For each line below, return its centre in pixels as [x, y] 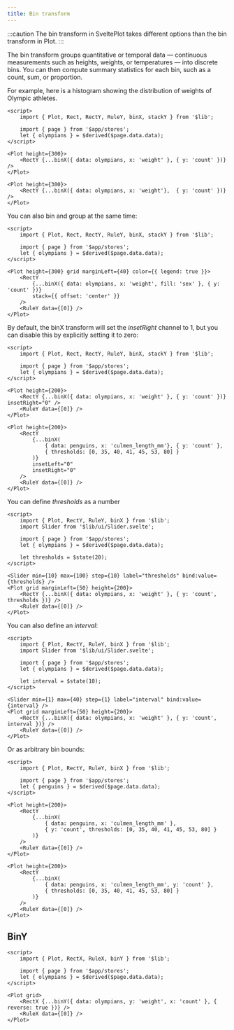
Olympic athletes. [32, 98]
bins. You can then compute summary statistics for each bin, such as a [109, 69]
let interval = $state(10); [60, 681]
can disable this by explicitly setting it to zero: [73, 335]
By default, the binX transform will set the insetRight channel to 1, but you [113, 327]
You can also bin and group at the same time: [72, 216]
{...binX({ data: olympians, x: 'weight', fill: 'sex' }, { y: [126, 284]
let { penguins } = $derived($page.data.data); [90, 786]
